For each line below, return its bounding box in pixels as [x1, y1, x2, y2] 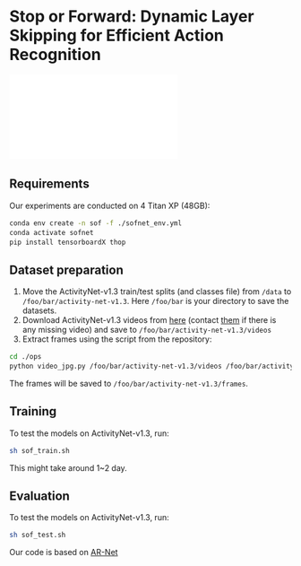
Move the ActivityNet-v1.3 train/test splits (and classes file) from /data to [21, 286, 292, 297]
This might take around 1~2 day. [9, 462, 127, 473]
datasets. [21, 305, 57, 316]
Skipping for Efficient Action [9, 25, 224, 46]
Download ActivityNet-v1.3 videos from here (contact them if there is [21, 315, 277, 326]
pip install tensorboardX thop [9, 238, 126, 247]
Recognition [9, 45, 101, 65]
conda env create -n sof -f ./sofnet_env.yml [9, 218, 182, 228]
